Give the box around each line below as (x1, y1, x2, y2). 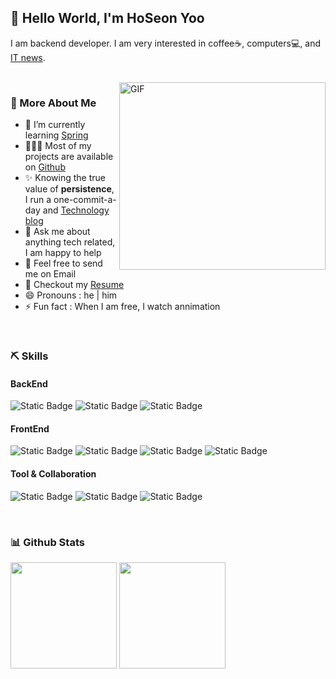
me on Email (24, 268, 77, 280)
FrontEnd (10, 422, 50, 435)
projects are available (24, 151, 114, 163)
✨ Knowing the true (24, 172, 106, 184)
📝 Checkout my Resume (24, 279, 125, 291)
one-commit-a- (53, 194, 117, 206)
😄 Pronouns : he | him (24, 289, 118, 301)
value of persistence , (24, 183, 115, 195)
